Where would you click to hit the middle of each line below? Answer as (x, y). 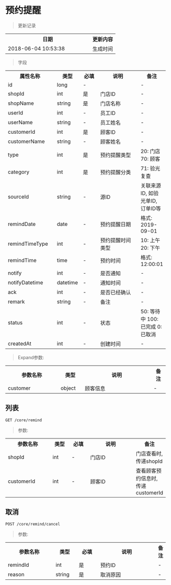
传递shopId (149, 461)
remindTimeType (28, 244)
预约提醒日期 (116, 224)
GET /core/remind (24, 420)
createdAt (20, 343)
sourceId (18, 196)
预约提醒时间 (116, 240)
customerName (26, 141)
